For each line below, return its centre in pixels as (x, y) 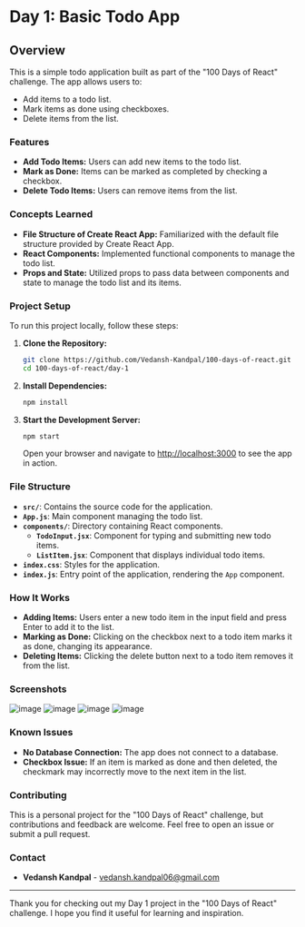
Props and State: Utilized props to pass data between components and (156, 272)
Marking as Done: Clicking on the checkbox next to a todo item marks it (157, 636)
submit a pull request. (50, 833)
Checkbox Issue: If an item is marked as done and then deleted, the (150, 762)
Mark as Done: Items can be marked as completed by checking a (145, 172)
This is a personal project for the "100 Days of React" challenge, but (136, 814)
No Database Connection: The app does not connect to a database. (150, 752)
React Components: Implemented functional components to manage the (158, 253)
